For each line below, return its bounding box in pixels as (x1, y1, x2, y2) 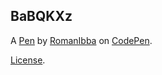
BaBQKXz (10, 8, 73, 25)
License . (10, 54, 46, 66)
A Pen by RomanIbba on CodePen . (10, 34, 153, 46)
